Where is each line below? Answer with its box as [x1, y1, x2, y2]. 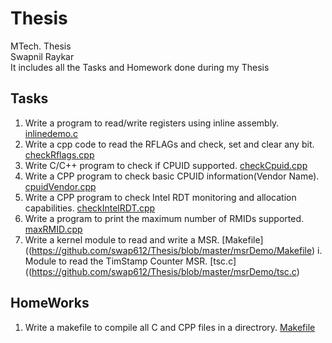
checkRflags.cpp [24, 148, 95, 161]
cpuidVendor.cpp [24, 180, 97, 192]
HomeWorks [10, 295, 90, 312]
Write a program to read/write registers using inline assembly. [24, 117, 280, 129]
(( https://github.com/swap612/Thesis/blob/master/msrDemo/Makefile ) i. [24, 244, 323, 256]
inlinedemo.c [24, 127, 79, 139]
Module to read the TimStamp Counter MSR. [24, 255, 208, 267]
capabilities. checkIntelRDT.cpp [24, 202, 156, 214]
